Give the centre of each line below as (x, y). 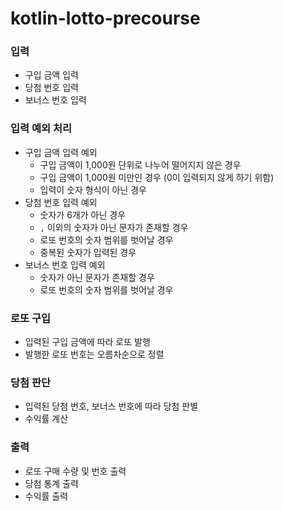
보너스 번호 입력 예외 (65, 264)
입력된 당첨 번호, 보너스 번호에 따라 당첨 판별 (111, 406)
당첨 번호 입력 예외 (61, 202)
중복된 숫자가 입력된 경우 (88, 252)
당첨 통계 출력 (51, 483)
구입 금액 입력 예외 (61, 152)
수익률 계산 (46, 419)
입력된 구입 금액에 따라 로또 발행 (87, 342)
